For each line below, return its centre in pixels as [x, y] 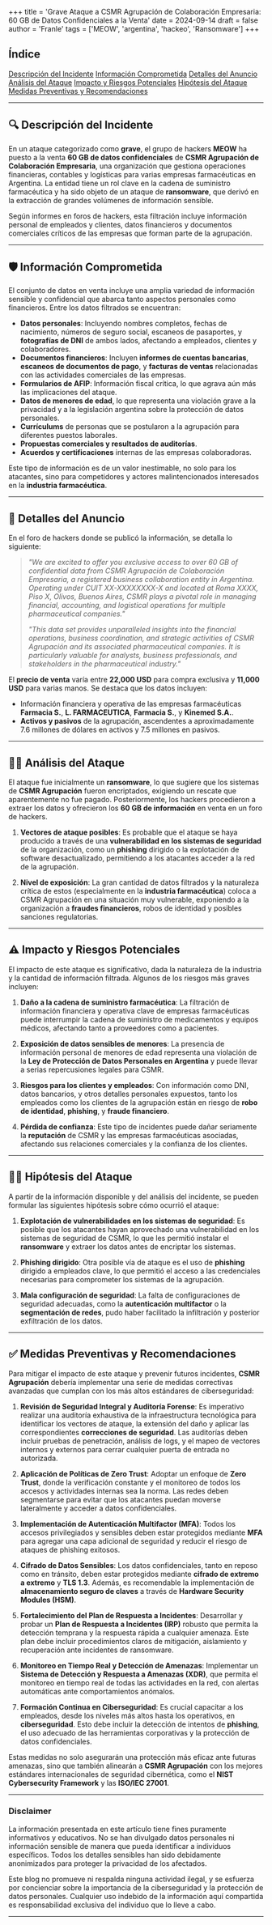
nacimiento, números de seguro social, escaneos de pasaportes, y [131, 332]
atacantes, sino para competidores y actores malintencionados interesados [134, 477]
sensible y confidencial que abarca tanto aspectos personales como [122, 300]
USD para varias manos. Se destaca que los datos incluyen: [108, 688]
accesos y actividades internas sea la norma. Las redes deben [124, 1491]
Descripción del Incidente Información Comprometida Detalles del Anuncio [133, 74]
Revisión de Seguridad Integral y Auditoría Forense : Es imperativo [132, 1406]
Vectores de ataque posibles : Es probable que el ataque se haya [129, 832]
